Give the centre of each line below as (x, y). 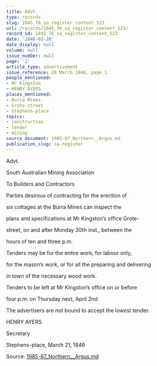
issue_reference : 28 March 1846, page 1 (57, 72)
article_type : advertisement (42, 67)
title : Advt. (22, 12)
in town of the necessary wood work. (52, 276)
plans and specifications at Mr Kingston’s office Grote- (73, 218)
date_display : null (30, 45)
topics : (16, 116)
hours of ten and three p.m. (39, 241)
